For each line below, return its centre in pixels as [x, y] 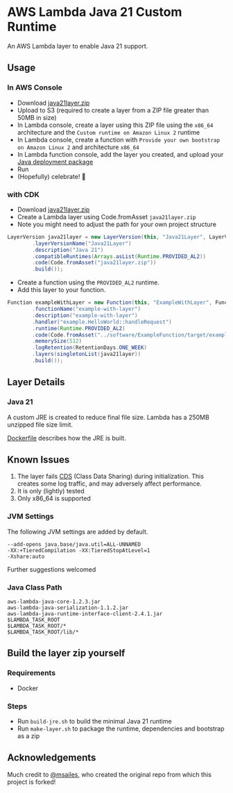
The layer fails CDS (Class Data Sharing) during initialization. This [111, 477]
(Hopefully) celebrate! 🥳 [51, 176]
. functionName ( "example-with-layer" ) [86, 309]
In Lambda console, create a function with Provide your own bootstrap [119, 139]
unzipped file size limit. [40, 425]
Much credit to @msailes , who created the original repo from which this [109, 774]
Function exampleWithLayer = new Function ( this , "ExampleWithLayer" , [110, 302]
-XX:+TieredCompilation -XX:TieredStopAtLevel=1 [79, 550]
